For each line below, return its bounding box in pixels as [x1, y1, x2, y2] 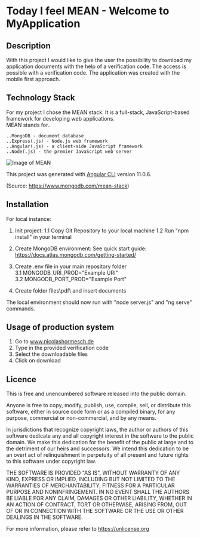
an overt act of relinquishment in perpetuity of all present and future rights [6, 451, 189, 459]
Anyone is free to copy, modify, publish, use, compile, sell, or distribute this [6, 402, 191, 409]
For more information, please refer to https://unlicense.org [6, 525, 149, 533]
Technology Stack [6, 93, 75, 103]
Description [6, 41, 51, 51]
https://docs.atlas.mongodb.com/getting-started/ [14, 251, 136, 258]
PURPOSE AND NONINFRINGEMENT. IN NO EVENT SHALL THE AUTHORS [6, 488, 190, 496]
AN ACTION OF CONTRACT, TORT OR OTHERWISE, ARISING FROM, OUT [6, 501, 187, 508]
